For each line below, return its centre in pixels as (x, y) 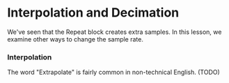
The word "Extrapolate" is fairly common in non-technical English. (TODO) (114, 72)
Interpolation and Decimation (93, 13)
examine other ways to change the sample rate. (76, 39)
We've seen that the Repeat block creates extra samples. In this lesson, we (114, 32)
